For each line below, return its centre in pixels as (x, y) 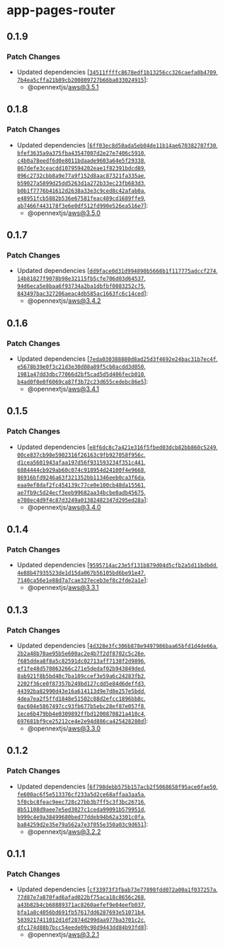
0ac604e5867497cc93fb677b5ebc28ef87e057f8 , (81, 706)
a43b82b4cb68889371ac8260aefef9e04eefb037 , (81, 905)
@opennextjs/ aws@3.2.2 (64, 831)
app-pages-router (61, 10)
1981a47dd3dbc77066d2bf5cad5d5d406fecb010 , (81, 374)
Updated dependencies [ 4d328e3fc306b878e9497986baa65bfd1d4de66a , (117, 645)
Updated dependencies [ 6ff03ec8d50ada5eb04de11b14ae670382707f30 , (117, 145)
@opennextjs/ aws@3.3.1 (63, 588)
